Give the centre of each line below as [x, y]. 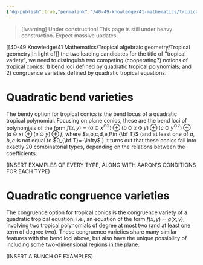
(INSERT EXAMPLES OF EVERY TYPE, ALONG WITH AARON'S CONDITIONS [101, 165]
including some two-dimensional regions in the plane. [73, 244]
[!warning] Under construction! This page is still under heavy [97, 29]
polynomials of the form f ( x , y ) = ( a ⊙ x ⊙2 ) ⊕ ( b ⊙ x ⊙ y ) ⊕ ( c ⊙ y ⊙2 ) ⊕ [98, 127]
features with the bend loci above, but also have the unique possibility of [97, 238]
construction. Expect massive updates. [69, 35]
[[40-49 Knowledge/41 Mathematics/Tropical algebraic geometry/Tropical [98, 47]
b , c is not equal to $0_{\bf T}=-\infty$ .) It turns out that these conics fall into [101, 141]
